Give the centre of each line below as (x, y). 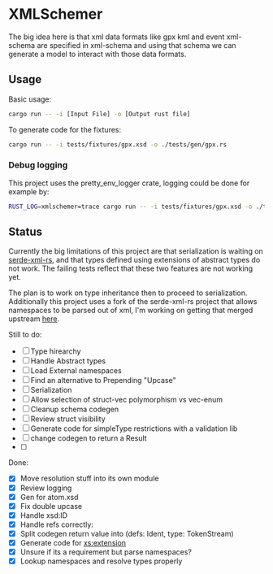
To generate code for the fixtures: (65, 129)
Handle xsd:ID (43, 515)
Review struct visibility (68, 419)
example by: (29, 191)
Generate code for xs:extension (73, 542)
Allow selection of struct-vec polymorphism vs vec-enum (127, 400)
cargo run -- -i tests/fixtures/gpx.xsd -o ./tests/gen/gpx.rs (118, 144)
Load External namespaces (76, 371)
